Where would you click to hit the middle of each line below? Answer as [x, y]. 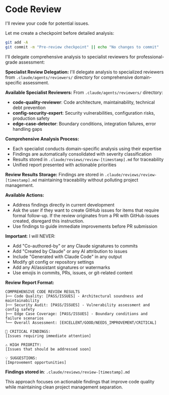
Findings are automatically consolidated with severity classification [82, 154]
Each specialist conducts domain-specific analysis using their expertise [87, 149]
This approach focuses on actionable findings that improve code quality [80, 381]
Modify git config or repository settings [53, 262]
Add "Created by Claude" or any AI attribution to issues [70, 251]
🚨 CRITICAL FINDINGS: [28, 331]
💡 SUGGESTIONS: [21, 358]
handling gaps [27, 129]
